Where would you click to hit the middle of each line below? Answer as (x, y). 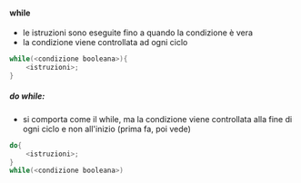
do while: (27, 96)
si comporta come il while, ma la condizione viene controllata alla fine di (157, 119)
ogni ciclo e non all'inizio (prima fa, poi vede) (106, 129)
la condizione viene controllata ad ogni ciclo (105, 43)
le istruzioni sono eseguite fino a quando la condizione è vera (137, 33)
